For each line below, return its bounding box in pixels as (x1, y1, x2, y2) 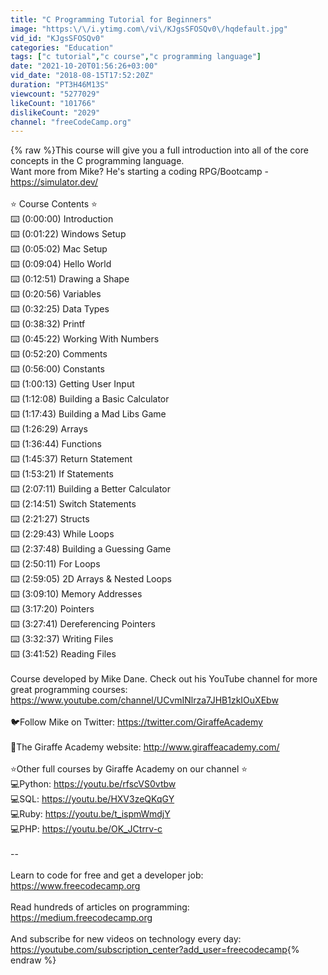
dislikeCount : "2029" (10, 107, 101, 118)
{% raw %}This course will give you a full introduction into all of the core (10, 144, 309, 156)
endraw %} (10, 954, 57, 966)
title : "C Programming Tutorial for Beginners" (10, 14, 213, 25)
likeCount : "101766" (10, 98, 97, 108)
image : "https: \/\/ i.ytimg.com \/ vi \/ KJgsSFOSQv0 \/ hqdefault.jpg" (10, 24, 288, 34)
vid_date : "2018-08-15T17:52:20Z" (10, 71, 155, 81)
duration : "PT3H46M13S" (10, 80, 110, 90)
